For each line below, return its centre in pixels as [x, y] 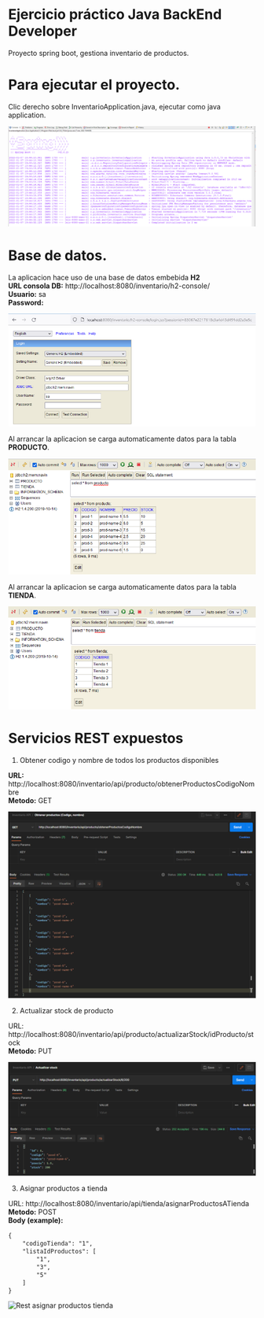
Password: [26, 303]
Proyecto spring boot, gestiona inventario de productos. [99, 53]
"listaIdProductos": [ [59, 1252]
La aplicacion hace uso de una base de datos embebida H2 [104, 278]
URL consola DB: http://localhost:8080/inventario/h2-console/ [109, 286]
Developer [42, 31]
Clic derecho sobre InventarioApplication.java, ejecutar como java [115, 106]
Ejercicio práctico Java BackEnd [115, 15]
